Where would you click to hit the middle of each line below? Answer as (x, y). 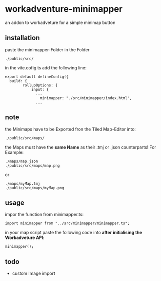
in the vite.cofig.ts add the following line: (46, 67)
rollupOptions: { (40, 85)
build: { (18, 81)
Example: (14, 152)
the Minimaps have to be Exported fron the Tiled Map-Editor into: (70, 129)
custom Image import (33, 273)
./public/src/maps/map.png (32, 165)
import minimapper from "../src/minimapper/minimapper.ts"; (68, 223)
